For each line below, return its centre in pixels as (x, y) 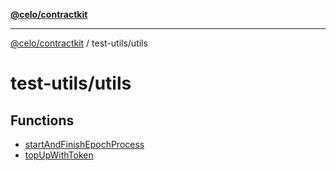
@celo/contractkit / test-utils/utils (79, 43)
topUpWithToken (59, 155)
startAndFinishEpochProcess (84, 144)
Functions (42, 120)
